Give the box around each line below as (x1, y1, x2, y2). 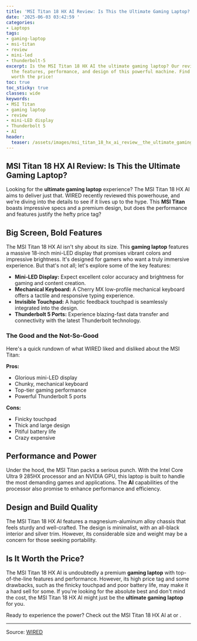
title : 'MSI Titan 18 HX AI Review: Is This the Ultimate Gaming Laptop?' (6, 8, 193, 15)
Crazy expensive (14, 434, 56, 441)
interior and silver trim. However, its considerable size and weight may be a (6, 530, 188, 537)
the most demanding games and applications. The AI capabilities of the (6, 479, 179, 486)
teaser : (11, 139, 30, 145)
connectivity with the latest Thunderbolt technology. (14, 317, 141, 324)
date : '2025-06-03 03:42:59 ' (6, 14, 80, 20)
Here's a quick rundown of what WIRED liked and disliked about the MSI (6, 345, 180, 352)
